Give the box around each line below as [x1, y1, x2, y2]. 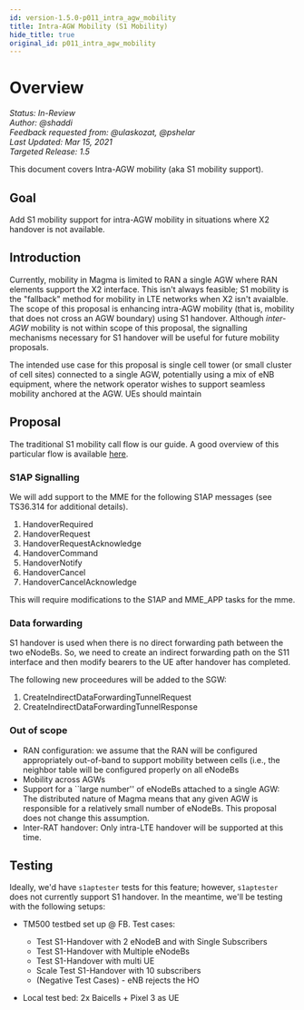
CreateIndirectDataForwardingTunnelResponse [22, 701, 198, 712]
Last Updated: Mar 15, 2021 [9, 137, 113, 148]
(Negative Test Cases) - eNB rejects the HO [35, 975, 200, 985]
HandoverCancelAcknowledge [22, 576, 138, 587]
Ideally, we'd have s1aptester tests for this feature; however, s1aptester [9, 882, 279, 893]
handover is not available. [9, 224, 106, 234]
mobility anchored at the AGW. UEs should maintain [9, 387, 202, 399]
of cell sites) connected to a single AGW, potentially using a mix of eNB [9, 368, 275, 379]
